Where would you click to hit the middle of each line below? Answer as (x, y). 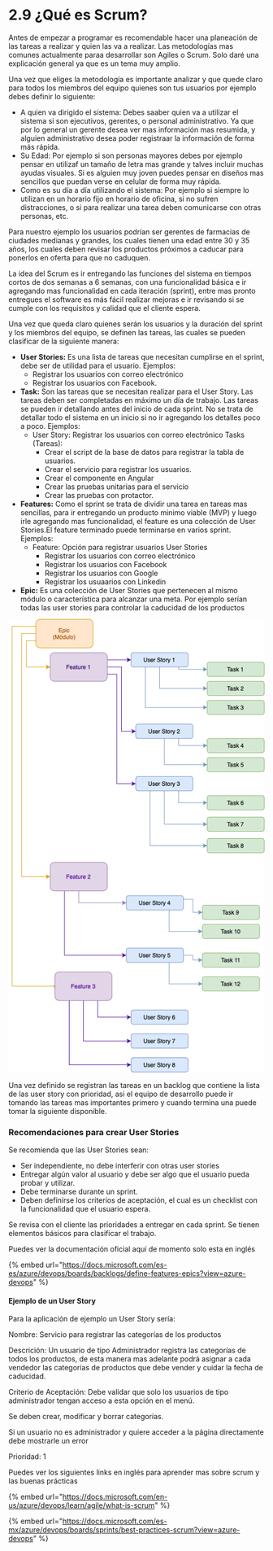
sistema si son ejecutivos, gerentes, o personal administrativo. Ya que (137, 120)
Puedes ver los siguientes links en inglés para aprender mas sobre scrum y (134, 1472)
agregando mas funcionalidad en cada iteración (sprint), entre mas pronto (132, 291)
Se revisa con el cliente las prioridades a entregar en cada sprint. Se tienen (134, 1225)
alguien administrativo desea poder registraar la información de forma (137, 138)
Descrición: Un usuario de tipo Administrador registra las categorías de (127, 1350)
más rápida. (40, 146)
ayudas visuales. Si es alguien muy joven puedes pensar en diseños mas (142, 173)
